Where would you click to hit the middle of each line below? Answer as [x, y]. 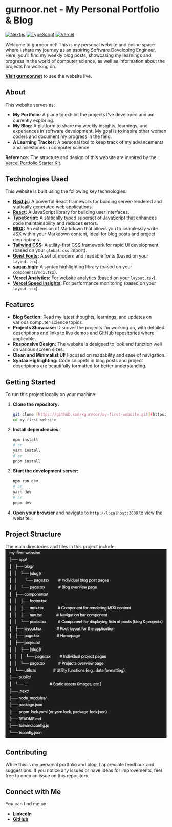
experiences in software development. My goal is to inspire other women [90, 131]
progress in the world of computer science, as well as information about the [85, 61]
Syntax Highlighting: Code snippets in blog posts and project [78, 361]
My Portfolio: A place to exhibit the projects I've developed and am [83, 114]
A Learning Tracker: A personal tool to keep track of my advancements [88, 142]
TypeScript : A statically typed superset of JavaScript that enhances [85, 218]
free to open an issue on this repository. [47, 775]
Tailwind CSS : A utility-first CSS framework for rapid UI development [85, 245]
